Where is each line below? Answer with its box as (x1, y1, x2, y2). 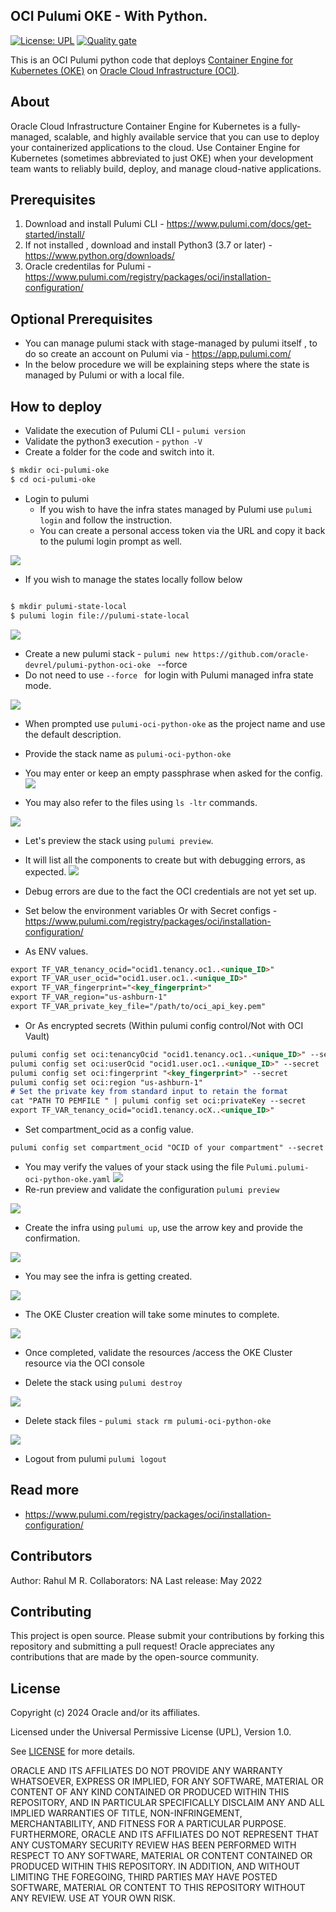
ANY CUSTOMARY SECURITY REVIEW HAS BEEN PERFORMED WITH (10, 1839, 297, 1851)
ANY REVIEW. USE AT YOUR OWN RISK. (10, 1892, 176, 1904)
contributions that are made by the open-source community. (10, 1651, 259, 1663)
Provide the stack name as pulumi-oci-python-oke (24, 747, 232, 759)
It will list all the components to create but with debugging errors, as (24, 854, 306, 866)
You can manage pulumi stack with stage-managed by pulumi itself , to (24, 337, 318, 349)
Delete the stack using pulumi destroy (24, 1376, 183, 1388)
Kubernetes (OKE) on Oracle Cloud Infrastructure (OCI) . (10, 64, 240, 76)
